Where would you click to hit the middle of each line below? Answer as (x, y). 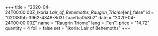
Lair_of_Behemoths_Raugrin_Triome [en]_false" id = (102, 12)
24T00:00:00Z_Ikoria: (27, 12)
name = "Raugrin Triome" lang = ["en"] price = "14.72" (94, 23)
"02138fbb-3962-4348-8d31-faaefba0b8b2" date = (58, 18)
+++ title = (16, 7)
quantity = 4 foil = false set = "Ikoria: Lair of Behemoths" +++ (68, 28)
